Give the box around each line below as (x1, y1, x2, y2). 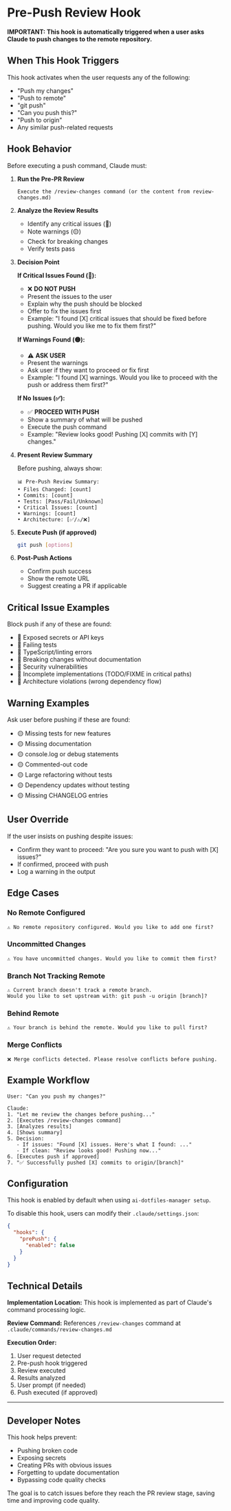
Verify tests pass (27, 244, 76, 253)
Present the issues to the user (27, 292, 112, 300)
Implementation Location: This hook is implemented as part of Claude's (7, 1298, 212, 1306)
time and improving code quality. (7, 1497, 100, 1505)
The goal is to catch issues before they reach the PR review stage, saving (7, 1489, 215, 1497)
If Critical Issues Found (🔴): (16, 271, 97, 280)
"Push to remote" (16, 94, 67, 102)
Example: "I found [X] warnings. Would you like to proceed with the (27, 373, 218, 382)
